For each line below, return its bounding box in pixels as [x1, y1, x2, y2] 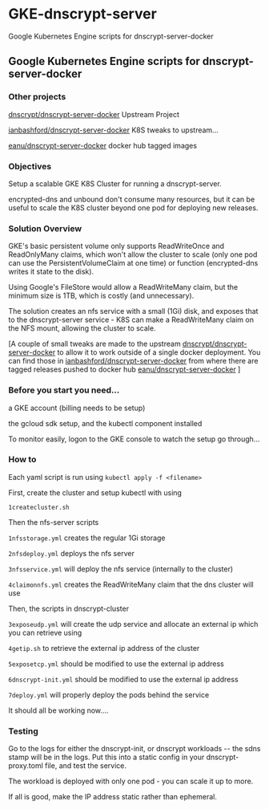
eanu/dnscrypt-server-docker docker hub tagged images [8, 140, 198, 150]
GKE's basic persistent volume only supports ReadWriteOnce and [8, 242, 225, 251]
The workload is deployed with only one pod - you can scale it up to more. [8, 776, 254, 787]
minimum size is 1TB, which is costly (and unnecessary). [8, 291, 195, 301]
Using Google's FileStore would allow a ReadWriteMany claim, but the [8, 283, 239, 292]
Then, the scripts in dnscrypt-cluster [8, 604, 130, 613]
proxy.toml [8, 761, 44, 770]
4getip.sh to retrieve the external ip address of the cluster [8, 643, 200, 652]
